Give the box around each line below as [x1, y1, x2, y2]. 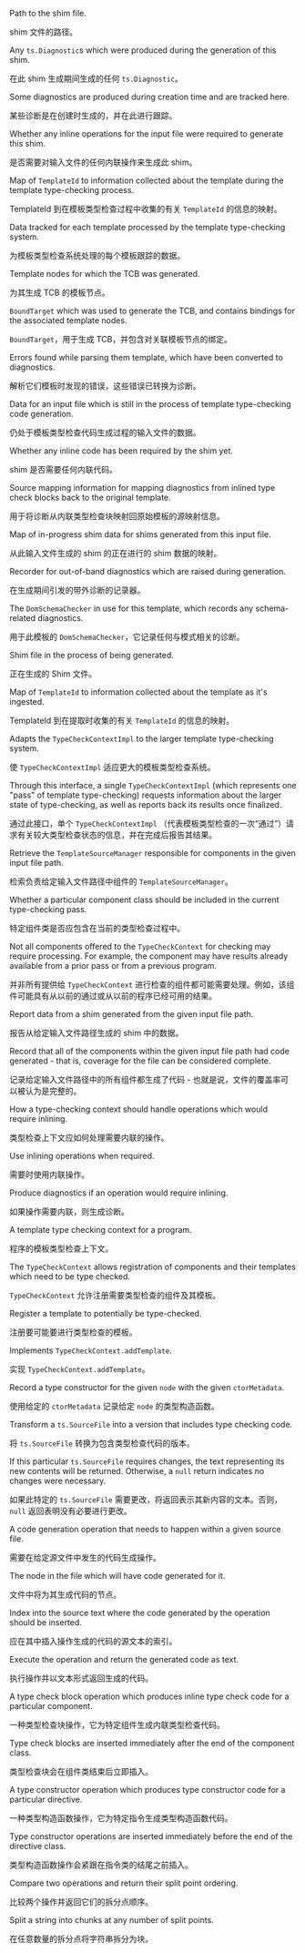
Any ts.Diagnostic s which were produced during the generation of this [9, 45, 277, 56]
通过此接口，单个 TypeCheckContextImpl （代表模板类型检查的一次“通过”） [9, 819, 287, 829]
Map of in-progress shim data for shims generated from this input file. [9, 529, 271, 540]
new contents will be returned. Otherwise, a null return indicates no [9, 1466, 265, 1476]
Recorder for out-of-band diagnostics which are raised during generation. [9, 566, 287, 576]
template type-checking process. [9, 185, 135, 195]
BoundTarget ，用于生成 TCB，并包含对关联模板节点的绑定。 [9, 334, 232, 344]
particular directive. [9, 1794, 83, 1805]
